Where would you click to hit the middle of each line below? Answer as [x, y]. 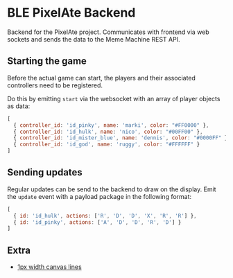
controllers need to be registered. [55, 85]
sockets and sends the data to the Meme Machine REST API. [94, 39]
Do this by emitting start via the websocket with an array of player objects [114, 98]
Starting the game [47, 61]
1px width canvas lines [49, 267]
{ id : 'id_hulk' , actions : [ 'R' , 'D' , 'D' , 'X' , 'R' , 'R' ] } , [105, 216]
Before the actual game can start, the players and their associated [102, 78]
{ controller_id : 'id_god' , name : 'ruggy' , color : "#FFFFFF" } [107, 145]
